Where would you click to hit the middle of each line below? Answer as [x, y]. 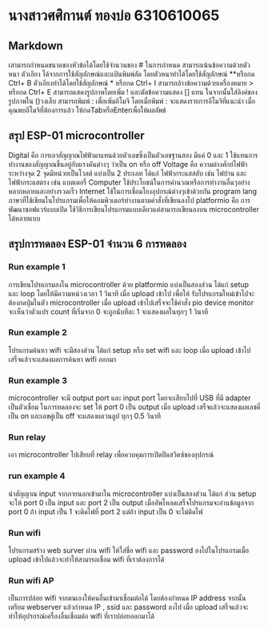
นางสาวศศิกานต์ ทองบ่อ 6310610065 [114, 16]
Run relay [27, 437]
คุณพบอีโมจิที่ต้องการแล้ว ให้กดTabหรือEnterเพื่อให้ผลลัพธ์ [87, 110]
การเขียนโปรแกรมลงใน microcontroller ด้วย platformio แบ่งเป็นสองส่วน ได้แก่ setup [129, 284]
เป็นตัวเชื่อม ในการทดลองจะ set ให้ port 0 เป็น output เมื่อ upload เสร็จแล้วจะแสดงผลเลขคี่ [134, 407]
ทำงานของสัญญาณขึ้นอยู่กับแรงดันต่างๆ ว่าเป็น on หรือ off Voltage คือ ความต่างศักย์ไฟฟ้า [128, 164]
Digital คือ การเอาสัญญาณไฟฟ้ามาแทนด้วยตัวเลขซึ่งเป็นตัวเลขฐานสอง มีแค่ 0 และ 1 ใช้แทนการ [133, 155]
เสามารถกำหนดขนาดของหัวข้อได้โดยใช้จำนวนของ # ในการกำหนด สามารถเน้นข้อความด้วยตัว [129, 65]
